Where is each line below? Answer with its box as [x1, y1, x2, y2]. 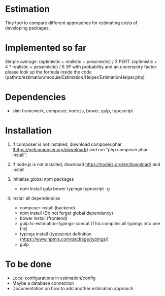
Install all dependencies [12, 195, 61, 201]
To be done [5, 259, 52, 269]
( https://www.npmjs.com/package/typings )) [19, 236, 109, 242]
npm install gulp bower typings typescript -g [19, 186, 110, 192]
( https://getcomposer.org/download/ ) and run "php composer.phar [12, 146, 148, 152]
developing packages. [5, 25, 50, 31]
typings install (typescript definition [19, 230, 92, 237]
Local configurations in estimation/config [12, 275, 96, 281]
